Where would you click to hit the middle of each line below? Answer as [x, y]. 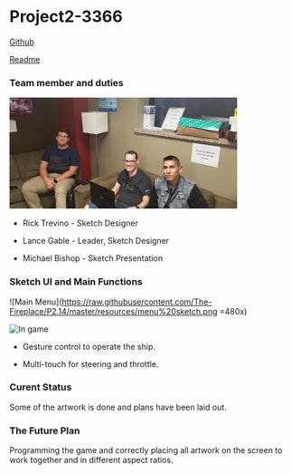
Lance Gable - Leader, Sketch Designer [96, 241]
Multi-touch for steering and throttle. [90, 363]
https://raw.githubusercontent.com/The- [137, 302]
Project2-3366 [66, 17]
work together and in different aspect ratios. [91, 460]
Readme [25, 59]
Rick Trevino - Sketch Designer [80, 223]
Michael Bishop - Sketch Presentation [93, 258]
